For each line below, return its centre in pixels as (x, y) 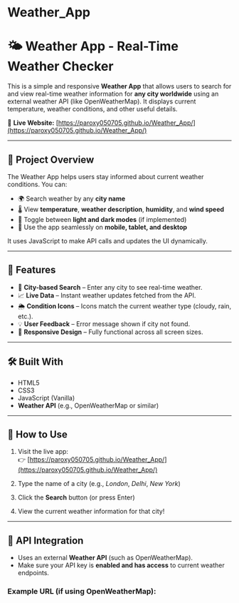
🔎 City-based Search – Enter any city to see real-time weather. (110, 287)
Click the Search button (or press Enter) (76, 497)
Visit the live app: (43, 452)
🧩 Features (32, 270)
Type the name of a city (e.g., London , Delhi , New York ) (99, 484)
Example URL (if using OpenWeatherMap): (82, 592)
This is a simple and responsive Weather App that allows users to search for (119, 86)
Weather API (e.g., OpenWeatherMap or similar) (88, 405)
